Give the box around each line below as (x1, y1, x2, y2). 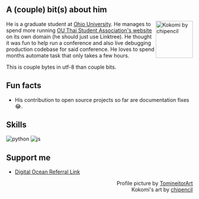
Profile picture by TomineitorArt (116, 180, 193, 187)
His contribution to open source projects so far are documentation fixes (14, 96, 190, 103)
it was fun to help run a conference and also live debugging (6, 39, 152, 46)
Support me (6, 152, 51, 162)
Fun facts (6, 81, 41, 91)
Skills (6, 120, 27, 130)
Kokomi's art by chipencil (131, 186, 193, 193)
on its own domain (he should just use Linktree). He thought (6, 33, 152, 40)
